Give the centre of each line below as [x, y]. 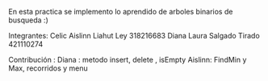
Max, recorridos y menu [48, 68]
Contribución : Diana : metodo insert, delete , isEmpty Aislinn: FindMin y [128, 60]
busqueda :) [28, 20]
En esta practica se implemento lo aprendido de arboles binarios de [121, 12]
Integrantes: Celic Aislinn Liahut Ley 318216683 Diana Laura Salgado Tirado [134, 36]
